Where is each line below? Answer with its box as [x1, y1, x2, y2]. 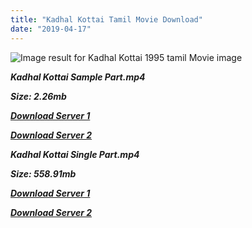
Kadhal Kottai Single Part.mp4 [10, 148, 140, 160]
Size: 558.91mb [10, 167, 77, 180]
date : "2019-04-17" [10, 24, 92, 34]
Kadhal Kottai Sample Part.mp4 [10, 71, 146, 83]
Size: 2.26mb [10, 90, 67, 102]
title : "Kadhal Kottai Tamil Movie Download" [10, 14, 203, 25]
